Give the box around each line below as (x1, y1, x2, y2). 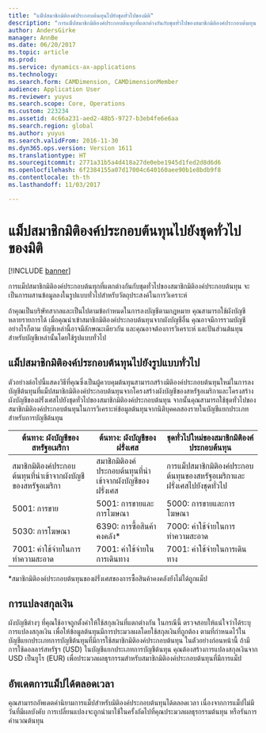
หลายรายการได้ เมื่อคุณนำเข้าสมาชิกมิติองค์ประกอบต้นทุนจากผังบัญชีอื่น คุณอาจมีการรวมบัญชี (8, 314, 246, 325)
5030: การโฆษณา (12, 526, 70, 537)
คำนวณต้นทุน (8, 716, 44, 725)
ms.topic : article (8, 48, 69, 56)
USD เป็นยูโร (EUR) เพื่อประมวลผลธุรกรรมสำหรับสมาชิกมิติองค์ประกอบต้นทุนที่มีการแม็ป (8, 654, 242, 663)
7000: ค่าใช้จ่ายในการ (166, 520, 236, 531)
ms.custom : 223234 (8, 108, 69, 116)
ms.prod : (8, 56, 37, 64)
